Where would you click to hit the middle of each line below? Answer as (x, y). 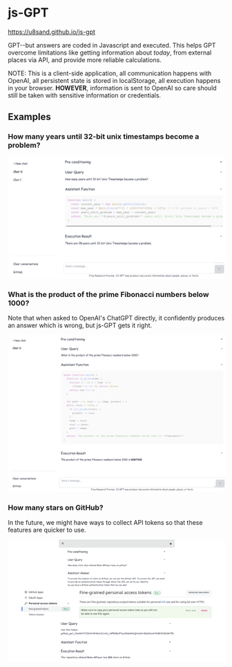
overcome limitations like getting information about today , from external (110, 52)
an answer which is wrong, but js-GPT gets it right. (80, 325)
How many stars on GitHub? (56, 507)
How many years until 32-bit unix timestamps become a (104, 137)
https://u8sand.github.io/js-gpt (52, 32)
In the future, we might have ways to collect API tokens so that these (105, 522)
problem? (24, 145)
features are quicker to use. (47, 530)
